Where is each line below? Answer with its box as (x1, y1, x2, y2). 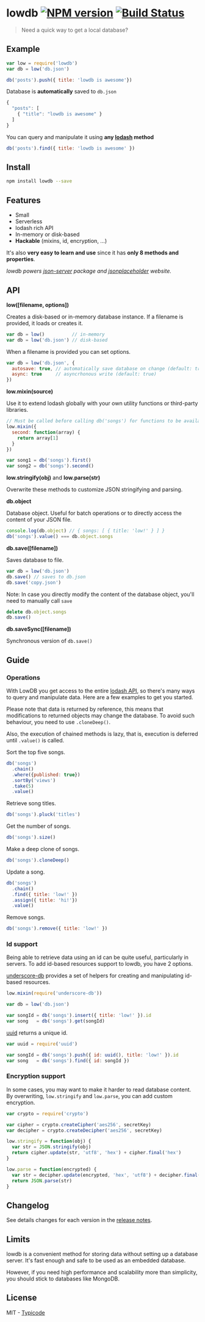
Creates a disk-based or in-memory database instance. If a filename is (6, 313, 184, 320)
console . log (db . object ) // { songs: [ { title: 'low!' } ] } (6, 528, 165, 534)
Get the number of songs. (6, 822, 71, 830)
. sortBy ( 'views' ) (12, 777, 56, 783)
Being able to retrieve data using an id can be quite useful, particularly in (6, 954, 189, 961)
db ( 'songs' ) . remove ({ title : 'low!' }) (6, 925, 108, 932)
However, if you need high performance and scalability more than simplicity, (6, 1269, 198, 1276)
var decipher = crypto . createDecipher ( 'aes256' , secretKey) (6, 1127, 163, 1133)
